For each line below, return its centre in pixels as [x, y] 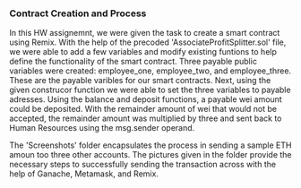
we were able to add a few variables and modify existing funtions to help [143, 52]
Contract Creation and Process [78, 13]
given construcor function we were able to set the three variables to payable [150, 90]
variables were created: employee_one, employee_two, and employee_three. [150, 71]
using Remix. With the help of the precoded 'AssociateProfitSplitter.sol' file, [148, 42]
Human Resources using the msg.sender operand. [102, 128]
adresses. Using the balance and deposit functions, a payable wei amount [146, 99]
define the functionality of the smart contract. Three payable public [133, 62]
